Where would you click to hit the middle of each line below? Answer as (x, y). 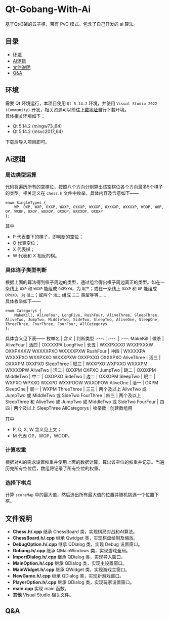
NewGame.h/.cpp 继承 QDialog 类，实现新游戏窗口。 (68, 576)
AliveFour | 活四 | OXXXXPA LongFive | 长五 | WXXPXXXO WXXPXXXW (79, 344)
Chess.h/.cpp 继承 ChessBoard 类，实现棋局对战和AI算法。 (75, 532)
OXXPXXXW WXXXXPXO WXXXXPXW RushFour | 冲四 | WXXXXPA (75, 351)
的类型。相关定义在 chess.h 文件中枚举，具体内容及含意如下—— (72, 193)
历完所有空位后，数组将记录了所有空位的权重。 (54, 468)
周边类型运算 (21, 174)
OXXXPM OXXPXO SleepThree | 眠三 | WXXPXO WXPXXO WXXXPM (76, 364)
